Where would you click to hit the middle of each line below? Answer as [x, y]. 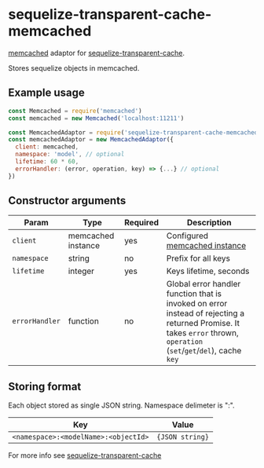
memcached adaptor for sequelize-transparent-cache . [97, 53]
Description [209, 223]
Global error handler [203, 284]
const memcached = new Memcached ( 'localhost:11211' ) [96, 118]
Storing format [45, 386]
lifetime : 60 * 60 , [47, 162]
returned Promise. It [203, 324]
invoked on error [197, 304]
